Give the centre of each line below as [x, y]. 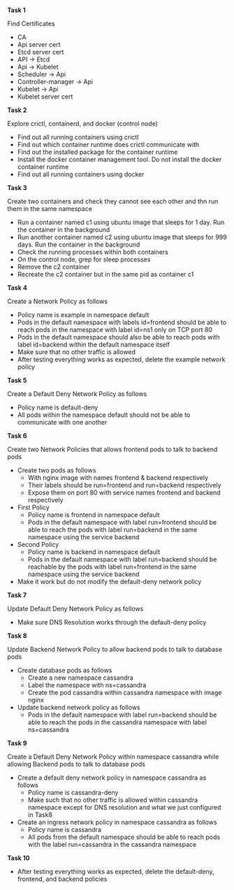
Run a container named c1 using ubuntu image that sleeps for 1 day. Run [121, 222]
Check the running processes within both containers [93, 252]
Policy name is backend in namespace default [94, 552]
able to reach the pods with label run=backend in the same [112, 530]
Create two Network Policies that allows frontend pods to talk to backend [112, 449]
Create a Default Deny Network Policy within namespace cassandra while [113, 757]
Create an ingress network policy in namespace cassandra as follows [117, 822]
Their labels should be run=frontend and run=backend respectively [124, 485]
